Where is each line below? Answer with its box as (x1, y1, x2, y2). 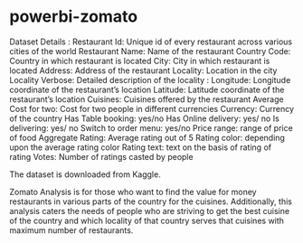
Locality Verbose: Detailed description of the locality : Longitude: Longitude (9, 74, 291, 85)
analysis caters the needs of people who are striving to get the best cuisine (9, 205, 290, 216)
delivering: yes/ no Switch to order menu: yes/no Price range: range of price (9, 122, 294, 133)
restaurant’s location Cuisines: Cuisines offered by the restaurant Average (9, 93, 284, 105)
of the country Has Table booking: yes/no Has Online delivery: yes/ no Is (9, 113, 280, 124)
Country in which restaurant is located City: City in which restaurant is (9, 55, 270, 66)
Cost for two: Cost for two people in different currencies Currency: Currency (9, 103, 294, 114)
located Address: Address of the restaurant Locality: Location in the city (9, 65, 278, 76)
